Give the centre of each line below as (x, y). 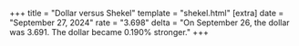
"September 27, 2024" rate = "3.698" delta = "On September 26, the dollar (149, 23)
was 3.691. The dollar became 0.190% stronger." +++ (109, 32)
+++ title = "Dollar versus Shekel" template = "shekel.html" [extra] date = (147, 13)
